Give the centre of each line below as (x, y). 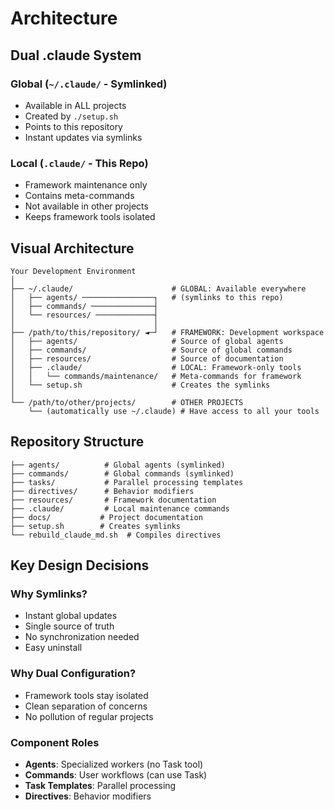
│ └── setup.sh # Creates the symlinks (140, 385)
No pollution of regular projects (89, 716)
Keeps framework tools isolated (90, 217)
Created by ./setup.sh (71, 116)
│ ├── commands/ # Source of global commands (151, 350)
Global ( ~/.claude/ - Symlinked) (89, 84)
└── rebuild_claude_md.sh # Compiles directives (116, 535)
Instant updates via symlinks (83, 137)
